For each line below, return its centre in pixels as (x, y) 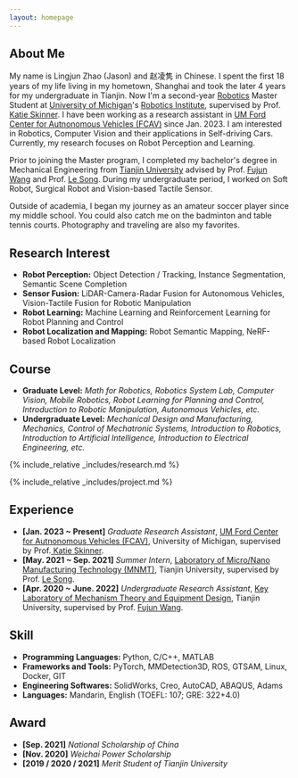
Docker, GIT (44, 675)
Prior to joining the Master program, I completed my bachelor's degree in (143, 161)
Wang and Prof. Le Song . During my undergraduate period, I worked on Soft (149, 179)
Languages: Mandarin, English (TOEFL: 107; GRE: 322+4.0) (131, 695)
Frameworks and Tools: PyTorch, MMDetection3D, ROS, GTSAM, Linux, (154, 666)
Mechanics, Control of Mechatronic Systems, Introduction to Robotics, (152, 428)
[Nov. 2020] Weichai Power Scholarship (97, 754)
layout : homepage (41, 17)
